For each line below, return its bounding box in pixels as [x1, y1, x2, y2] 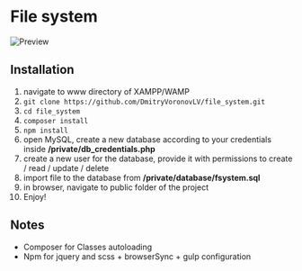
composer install [22, 116, 89, 125]
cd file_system [22, 106, 81, 116]
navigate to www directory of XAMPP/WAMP [22, 86, 190, 96]
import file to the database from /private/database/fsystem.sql [22, 172, 261, 183]
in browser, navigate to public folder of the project [22, 182, 209, 193]
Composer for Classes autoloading [22, 241, 153, 252]
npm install [22, 126, 68, 135]
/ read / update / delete [22, 162, 110, 173]
